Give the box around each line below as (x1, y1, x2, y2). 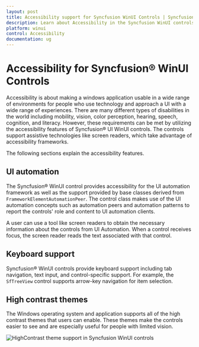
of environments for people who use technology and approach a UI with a (6, 100, 187, 107)
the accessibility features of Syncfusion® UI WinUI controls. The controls (6, 125, 184, 132)
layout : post (6, 8, 38, 15)
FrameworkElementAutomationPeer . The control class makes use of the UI (6, 195, 181, 202)
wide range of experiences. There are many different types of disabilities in (6, 106, 190, 113)
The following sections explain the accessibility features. (6, 149, 145, 157)
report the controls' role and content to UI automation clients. (6, 208, 155, 215)
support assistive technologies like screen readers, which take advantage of (6, 132, 192, 139)
